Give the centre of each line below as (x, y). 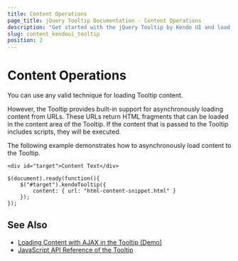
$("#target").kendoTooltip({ (63, 185)
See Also (27, 225)
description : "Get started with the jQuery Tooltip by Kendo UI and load (119, 27)
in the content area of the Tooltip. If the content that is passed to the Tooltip (118, 124)
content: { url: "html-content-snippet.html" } (104, 191)
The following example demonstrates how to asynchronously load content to (119, 146)
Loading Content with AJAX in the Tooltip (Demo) (90, 242)
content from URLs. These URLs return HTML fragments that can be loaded (118, 117)
